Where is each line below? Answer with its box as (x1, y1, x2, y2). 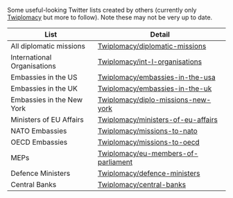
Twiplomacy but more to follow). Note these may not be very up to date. (7, 13, 213, 21)
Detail (150, 30, 170, 39)
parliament (97, 157, 133, 167)
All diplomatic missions (10, 42, 85, 51)
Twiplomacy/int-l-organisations (97, 57, 202, 66)
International (10, 53, 52, 62)
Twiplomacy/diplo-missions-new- (97, 95, 212, 105)
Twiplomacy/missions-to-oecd (97, 138, 200, 147)
